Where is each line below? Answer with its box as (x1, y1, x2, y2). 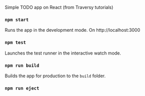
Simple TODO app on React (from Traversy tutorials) (5, 5, 114, 10)
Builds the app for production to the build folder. (5, 73, 106, 79)
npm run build (5, 63, 39, 68)
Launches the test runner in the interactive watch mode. (5, 50, 122, 56)
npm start (5, 17, 29, 22)
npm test (5, 40, 26, 45)
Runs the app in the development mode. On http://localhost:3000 (5, 27, 140, 33)
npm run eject (5, 85, 39, 91)
